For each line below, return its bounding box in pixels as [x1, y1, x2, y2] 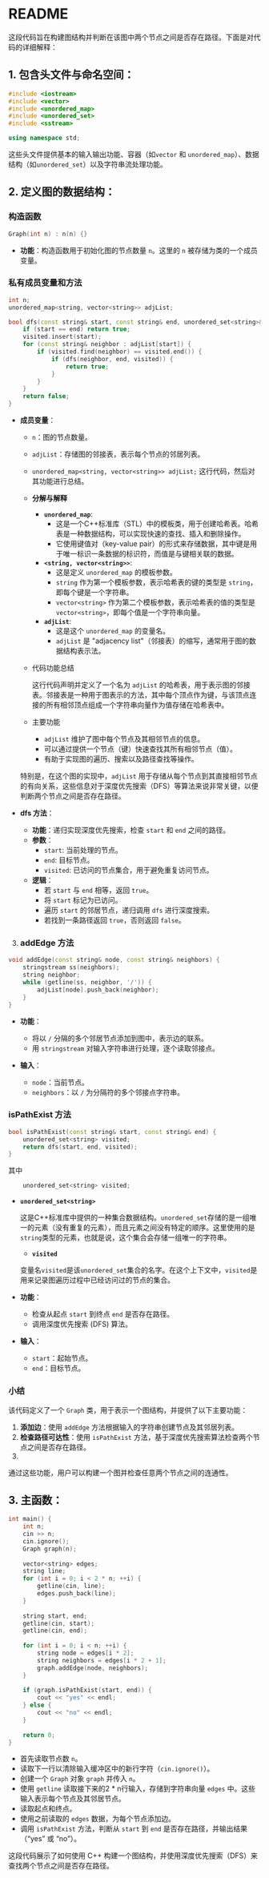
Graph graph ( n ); [22, 1545, 78, 1553]
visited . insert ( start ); [22, 333, 102, 341]
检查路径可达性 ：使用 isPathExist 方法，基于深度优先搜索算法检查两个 [19, 1432, 254, 1442]
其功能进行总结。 [31, 477, 89, 486]
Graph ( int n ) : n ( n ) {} [8, 230, 88, 238]
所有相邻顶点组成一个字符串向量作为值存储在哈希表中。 [46, 700, 229, 710]
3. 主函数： [8, 1493, 63, 1506]
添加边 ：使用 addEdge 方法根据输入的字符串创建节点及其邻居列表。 [19, 1422, 239, 1432]
